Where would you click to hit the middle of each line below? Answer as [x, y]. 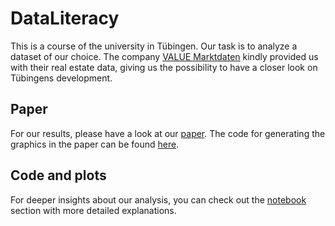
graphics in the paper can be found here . [95, 144]
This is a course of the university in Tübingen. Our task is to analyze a [154, 46]
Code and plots [58, 175]
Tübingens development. [61, 78]
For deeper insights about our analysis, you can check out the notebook [158, 199]
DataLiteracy [65, 18]
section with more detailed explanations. [93, 210]
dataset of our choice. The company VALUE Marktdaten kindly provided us [164, 56]
